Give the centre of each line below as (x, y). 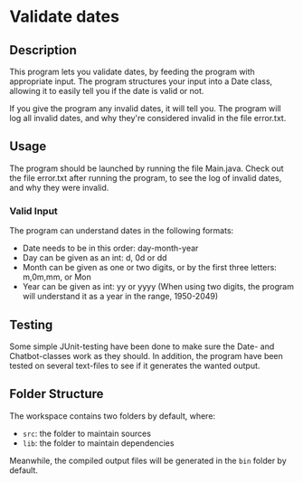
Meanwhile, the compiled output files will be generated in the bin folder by (148, 460)
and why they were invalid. (59, 187)
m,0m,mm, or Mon (57, 277)
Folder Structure (57, 394)
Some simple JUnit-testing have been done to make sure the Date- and (142, 346)
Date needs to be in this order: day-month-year (110, 248)
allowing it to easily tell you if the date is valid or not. (107, 91)
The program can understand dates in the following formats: (122, 231)
